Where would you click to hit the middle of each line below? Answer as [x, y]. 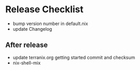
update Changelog [32, 29]
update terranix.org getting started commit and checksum [74, 57]
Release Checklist [44, 9]
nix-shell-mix [27, 63]
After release [26, 45]
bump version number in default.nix [50, 24]
